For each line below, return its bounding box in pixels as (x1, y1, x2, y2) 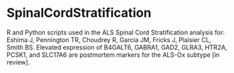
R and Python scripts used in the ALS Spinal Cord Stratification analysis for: (6, 28, 226, 36)
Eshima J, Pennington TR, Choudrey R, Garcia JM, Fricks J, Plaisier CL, (6, 35, 212, 44)
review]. (6, 58, 30, 66)
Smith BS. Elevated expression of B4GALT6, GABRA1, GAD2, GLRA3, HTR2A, (6, 43, 228, 51)
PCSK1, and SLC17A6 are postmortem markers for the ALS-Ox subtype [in (6, 51, 220, 59)
